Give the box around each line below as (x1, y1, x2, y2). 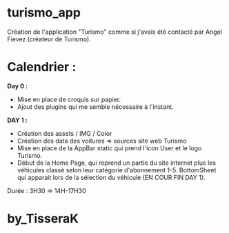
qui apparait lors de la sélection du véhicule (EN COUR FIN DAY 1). (17, 173, 206, 181)
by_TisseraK (7, 211, 79, 227)
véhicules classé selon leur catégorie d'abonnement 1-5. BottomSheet (17, 165, 217, 174)
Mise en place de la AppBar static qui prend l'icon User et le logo (17, 143, 202, 152)
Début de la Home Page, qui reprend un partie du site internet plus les (17, 159, 216, 167)
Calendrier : (7, 59, 77, 75)
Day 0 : (7, 81, 28, 90)
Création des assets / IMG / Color (17, 129, 112, 137)
